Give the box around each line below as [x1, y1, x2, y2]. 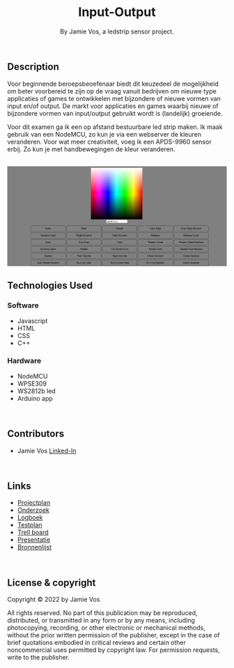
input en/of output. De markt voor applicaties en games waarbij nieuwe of [7, 102, 219, 110]
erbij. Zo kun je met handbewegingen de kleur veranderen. [7, 144, 175, 153]
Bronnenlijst [17, 543, 52, 552]
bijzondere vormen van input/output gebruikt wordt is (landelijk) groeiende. [7, 109, 223, 117]
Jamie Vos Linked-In [17, 446, 77, 455]
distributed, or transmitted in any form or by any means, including [7, 616, 195, 625]
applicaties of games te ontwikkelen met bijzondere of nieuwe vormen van [7, 94, 221, 103]
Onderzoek [17, 506, 50, 515]
